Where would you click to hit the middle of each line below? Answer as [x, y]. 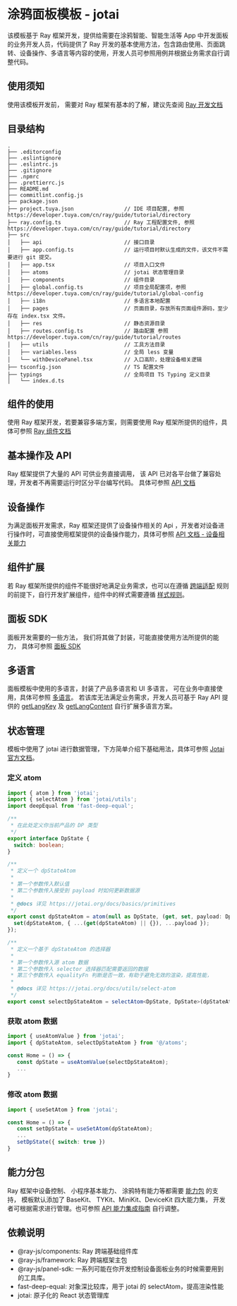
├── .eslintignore [34, 158]
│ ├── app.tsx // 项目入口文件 [86, 265]
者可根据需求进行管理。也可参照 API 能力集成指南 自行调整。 [95, 1208]
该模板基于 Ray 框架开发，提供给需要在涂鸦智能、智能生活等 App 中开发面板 [118, 35]
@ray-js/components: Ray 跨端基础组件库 [78, 1251]
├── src [19, 235]
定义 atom [24, 778]
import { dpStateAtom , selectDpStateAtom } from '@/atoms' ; [98, 1042]
